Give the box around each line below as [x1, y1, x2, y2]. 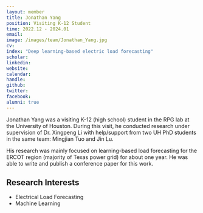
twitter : [6, 88, 29, 94]
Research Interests [6, 177, 80, 188]
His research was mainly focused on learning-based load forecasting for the [6, 147, 198, 154]
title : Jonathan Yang [6, 15, 61, 21]
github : [6, 83, 26, 89]
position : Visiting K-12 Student [6, 20, 91, 26]
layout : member [6, 8, 45, 15]
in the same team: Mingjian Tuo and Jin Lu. [6, 135, 114, 143]
